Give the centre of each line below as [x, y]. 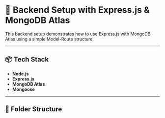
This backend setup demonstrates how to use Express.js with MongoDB [78, 34]
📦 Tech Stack [27, 60]
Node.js [20, 74]
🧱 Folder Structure [34, 109]
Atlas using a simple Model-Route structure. [50, 39]
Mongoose [24, 89]
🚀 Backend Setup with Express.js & [77, 10]
